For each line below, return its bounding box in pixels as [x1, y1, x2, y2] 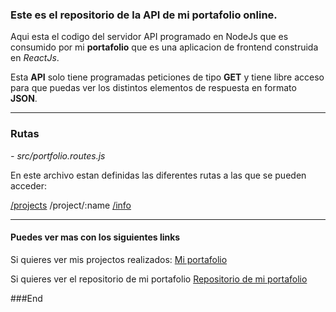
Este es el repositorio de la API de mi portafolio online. [10, 8, 278, 22]
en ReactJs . [10, 52, 60, 64]
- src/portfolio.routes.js [10, 149, 106, 162]
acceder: [10, 179, 48, 192]
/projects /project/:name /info [10, 199, 132, 211]
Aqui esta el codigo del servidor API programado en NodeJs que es [10, 31, 289, 43]
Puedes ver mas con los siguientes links [10, 231, 181, 243]
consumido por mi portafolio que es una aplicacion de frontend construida [10, 41, 319, 53]
